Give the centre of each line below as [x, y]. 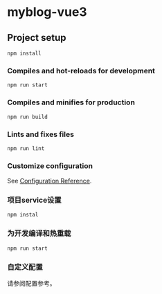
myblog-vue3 [47, 12]
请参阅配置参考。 [31, 284]
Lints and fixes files [41, 134]
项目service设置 [34, 200]
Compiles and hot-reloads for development [81, 71]
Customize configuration [50, 165]
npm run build [28, 117]
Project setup [37, 38]
